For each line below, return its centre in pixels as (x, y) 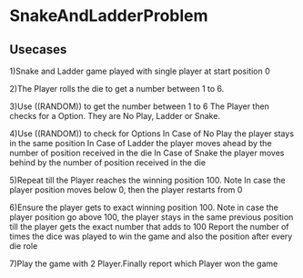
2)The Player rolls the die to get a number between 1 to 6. (117, 89)
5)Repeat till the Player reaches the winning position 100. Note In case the (147, 180)
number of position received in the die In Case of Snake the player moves (147, 153)
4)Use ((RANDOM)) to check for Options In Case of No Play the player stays (151, 134)
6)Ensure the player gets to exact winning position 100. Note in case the (144, 207)
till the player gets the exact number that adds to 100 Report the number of (149, 227)
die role (24, 246)
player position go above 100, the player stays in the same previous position (151, 217)
